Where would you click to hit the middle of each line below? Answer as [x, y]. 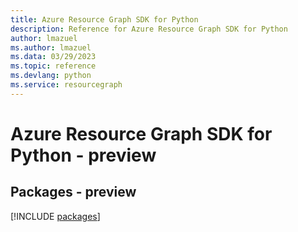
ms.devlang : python [51, 76]
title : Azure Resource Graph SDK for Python [104, 19]
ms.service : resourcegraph [66, 85]
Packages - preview [73, 192]
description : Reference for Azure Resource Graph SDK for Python [149, 29]
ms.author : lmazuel [51, 47]
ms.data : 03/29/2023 [53, 57]
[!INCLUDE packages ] [55, 216]
